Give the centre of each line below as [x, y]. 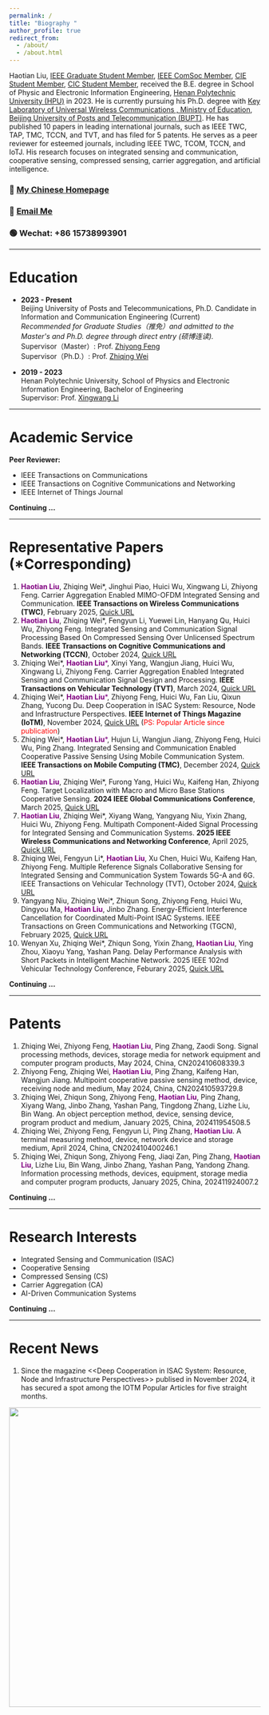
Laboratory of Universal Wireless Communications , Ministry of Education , [131, 109]
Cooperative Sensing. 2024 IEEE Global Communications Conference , [138, 798]
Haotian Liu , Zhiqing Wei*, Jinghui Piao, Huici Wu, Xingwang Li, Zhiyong [139, 586]
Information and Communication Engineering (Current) [110, 317]
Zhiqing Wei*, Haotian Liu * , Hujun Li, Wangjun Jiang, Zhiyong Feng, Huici [140, 739]
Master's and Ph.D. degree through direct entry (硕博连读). [117, 336]
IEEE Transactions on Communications [84, 476]
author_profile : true [45, 30]
